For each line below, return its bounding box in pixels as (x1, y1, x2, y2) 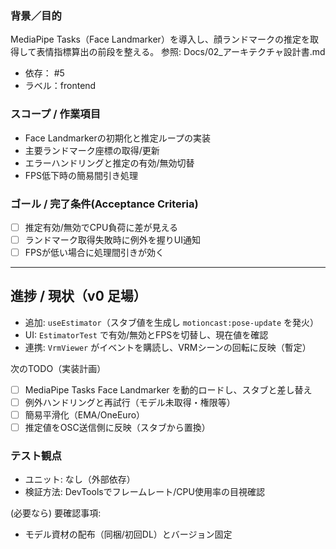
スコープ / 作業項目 (10, 107, 101, 121)
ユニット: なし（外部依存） (24, 473, 136, 486)
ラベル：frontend (24, 80, 97, 92)
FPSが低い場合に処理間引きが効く (24, 247, 165, 259)
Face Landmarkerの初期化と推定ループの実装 (24, 132, 211, 144)
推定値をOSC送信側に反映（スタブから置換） (24, 422, 211, 434)
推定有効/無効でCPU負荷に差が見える (24, 221, 178, 233)
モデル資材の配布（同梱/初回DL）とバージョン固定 (24, 528, 233, 541)
